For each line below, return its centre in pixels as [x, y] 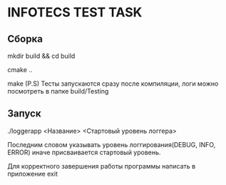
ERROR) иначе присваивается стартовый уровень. [84, 152]
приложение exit [33, 174]
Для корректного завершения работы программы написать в [102, 166]
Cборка [25, 39]
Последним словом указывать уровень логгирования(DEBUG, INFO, [112, 144]
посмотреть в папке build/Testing [58, 91]
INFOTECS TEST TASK [75, 12]
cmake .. [20, 70]
